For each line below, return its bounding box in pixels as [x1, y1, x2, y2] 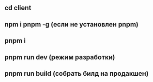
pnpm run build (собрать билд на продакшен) [4, 69, 149, 78]
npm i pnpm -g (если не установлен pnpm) [4, 20, 139, 28]
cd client [4, 4, 31, 12]
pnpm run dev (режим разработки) [4, 53, 115, 61]
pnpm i [4, 37, 26, 45]
